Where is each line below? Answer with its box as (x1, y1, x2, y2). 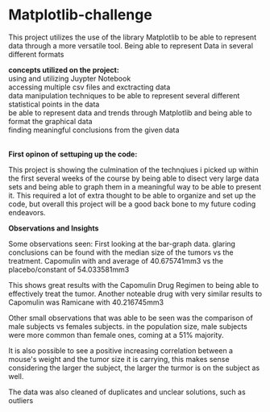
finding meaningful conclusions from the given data (8, 125, 180, 135)
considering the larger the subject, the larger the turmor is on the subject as (8, 363, 260, 372)
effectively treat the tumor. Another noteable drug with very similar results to (8, 289, 263, 298)
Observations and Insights (8, 223, 99, 233)
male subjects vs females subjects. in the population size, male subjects (8, 321, 247, 331)
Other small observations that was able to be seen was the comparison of (8, 313, 254, 323)
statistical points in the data (8, 99, 100, 109)
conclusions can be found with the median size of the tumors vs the (8, 248, 234, 257)
